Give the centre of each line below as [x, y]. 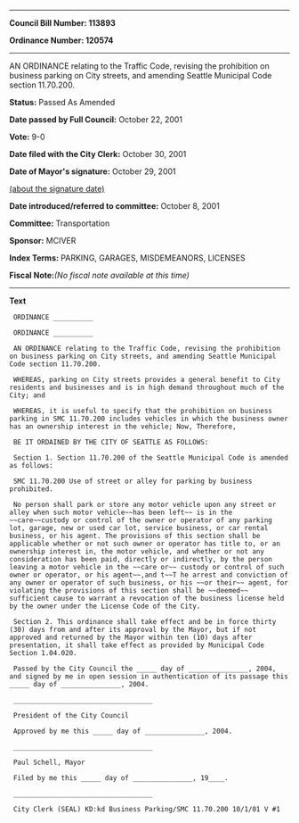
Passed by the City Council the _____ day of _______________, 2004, [145, 669]
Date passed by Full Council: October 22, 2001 [96, 120]
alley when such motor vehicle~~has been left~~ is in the [121, 512]
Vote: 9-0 [28, 137]
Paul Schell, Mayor [49, 762]
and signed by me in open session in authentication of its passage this [149, 677]
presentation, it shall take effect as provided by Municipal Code [137, 645]
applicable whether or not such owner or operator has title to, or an [145, 544]
